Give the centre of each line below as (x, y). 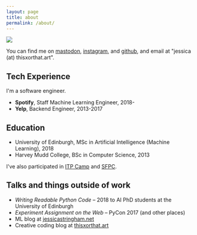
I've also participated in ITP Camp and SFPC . (62, 166)
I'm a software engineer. (36, 91)
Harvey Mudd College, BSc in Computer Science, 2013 (82, 155)
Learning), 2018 (34, 148)
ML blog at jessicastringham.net (54, 219)
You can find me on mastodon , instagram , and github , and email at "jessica (99, 51)
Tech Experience (38, 76)
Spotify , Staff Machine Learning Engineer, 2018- (75, 103)
